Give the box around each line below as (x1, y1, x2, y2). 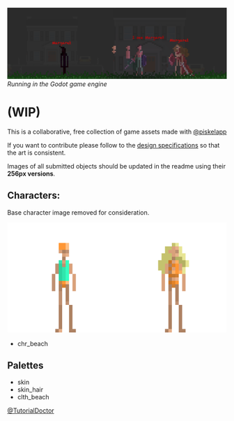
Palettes (7, 359, 44, 371)
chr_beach (17, 339, 49, 348)
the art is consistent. (7, 148, 66, 157)
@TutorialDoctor (7, 406, 54, 415)
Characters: (7, 190, 61, 201)
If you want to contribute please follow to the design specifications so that (7, 141, 220, 149)
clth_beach (17, 393, 50, 401)
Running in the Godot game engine (7, 80, 107, 88)
